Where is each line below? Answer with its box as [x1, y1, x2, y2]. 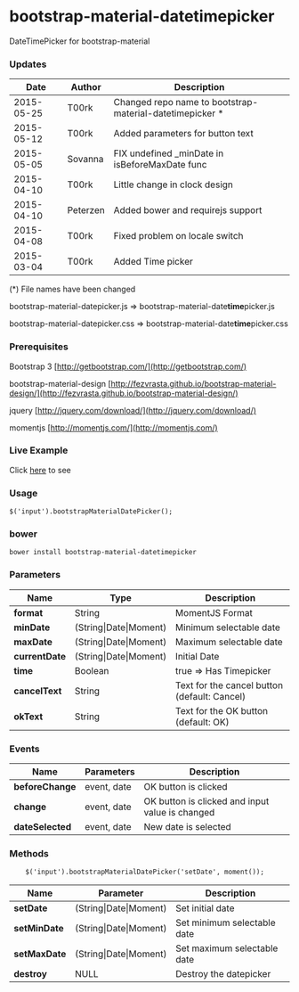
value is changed [143, 807, 215, 819]
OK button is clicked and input [143, 795, 270, 808]
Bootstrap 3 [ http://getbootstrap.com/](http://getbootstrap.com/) [9, 361, 247, 372]
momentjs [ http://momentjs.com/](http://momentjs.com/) [9, 422, 218, 433]
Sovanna [67, 153, 104, 166]
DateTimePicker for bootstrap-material [9, 36, 150, 46]
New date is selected [143, 821, 231, 833]
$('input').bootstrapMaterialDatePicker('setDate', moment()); [25, 867, 265, 877]
